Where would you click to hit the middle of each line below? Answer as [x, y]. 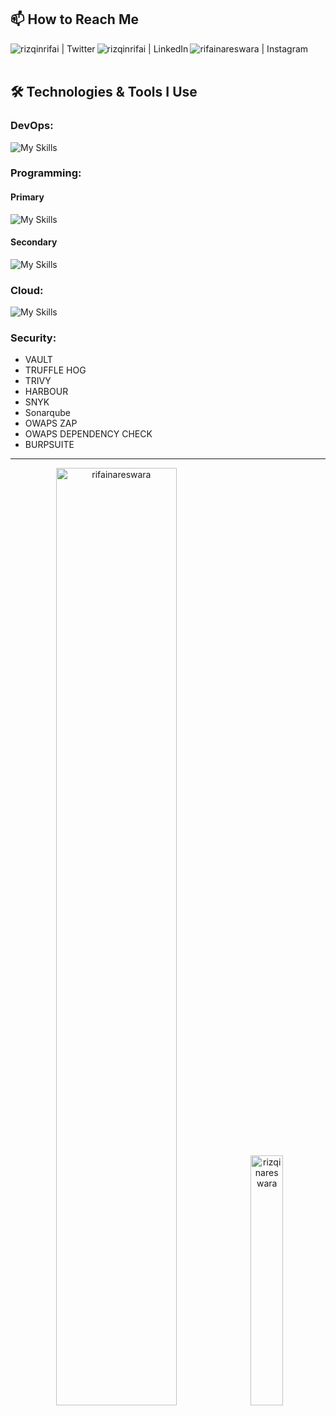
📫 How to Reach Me [74, 19]
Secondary [34, 242]
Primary [27, 197]
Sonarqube [47, 413]
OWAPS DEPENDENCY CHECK [88, 434]
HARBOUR [46, 392]
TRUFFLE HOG [55, 370]
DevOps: [32, 126]
